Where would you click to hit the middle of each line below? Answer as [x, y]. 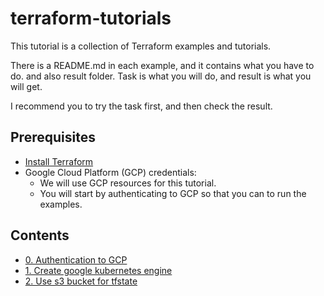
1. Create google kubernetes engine [98, 270]
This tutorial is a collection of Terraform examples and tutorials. [141, 46]
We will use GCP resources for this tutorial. [128, 183]
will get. [26, 86]
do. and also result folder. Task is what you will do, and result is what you [161, 76]
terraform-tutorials [91, 18]
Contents [40, 235]
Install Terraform [59, 161]
